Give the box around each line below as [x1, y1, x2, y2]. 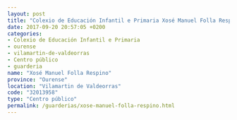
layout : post [7, 10, 46, 18]
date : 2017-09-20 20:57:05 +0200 [7, 23, 106, 30]
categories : [7, 30, 42, 37]
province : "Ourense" [7, 76, 68, 83]
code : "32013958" [7, 89, 59, 96]
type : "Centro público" [7, 96, 78, 103]
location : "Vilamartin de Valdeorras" [7, 83, 121, 90]
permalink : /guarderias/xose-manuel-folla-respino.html [7, 102, 175, 109]
